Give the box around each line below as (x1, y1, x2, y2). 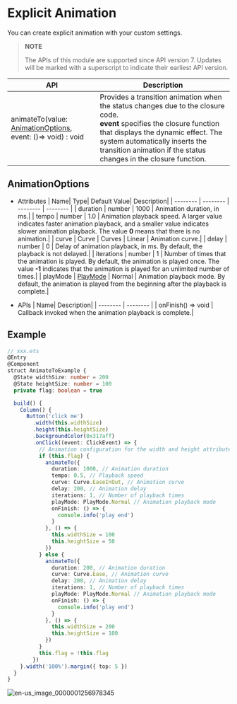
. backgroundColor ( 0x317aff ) (32, 433, 115, 440)
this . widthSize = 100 (51, 531, 115, 538)
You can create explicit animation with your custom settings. (7, 28, 183, 37)
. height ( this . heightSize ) (32, 426, 109, 433)
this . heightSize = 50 (51, 538, 115, 546)
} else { (38, 550, 65, 558)
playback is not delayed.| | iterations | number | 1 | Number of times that (17, 249, 226, 258)
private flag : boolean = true (13, 387, 102, 394)
